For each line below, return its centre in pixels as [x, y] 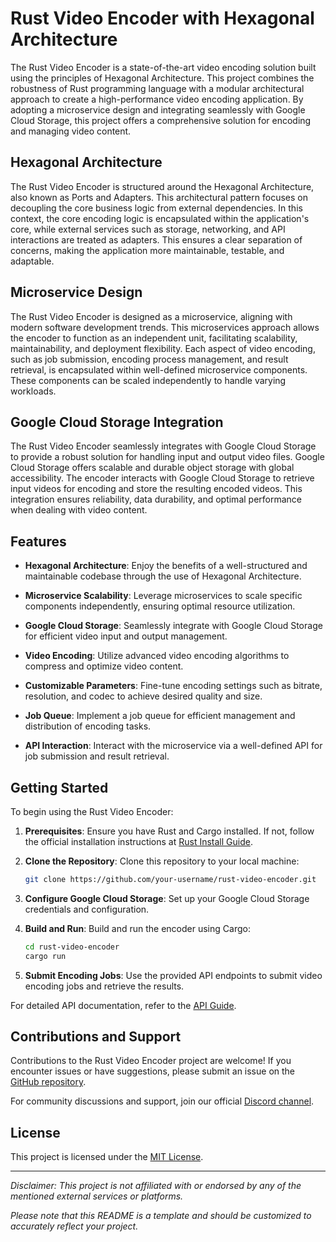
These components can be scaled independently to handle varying [148, 380]
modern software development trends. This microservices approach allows [165, 327]
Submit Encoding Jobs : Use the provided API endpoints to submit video [173, 975]
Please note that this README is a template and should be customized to [161, 1216]
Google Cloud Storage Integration [117, 422]
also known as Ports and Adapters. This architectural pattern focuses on [159, 197]
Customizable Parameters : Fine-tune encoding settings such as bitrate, [173, 686]
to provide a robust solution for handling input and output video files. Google [167, 457]
